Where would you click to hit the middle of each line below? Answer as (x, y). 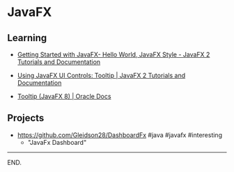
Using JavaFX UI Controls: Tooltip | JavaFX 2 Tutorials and (101, 75)
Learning (27, 38)
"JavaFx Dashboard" (57, 142)
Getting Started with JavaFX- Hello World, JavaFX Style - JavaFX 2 (114, 54)
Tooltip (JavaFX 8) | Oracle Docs (64, 96)
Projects (26, 118)
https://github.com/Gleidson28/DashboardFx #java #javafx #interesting (120, 135)
